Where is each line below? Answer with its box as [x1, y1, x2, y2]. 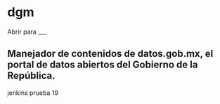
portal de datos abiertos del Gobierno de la [7, 59, 198, 71]
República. [7, 70, 56, 82]
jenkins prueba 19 [7, 89, 58, 97]
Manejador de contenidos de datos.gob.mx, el [7, 48, 214, 60]
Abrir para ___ [7, 27, 47, 36]
